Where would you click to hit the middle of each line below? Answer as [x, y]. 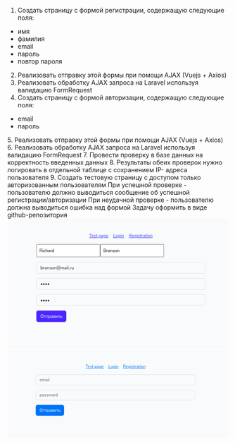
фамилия [31, 39]
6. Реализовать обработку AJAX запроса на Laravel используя [101, 147]
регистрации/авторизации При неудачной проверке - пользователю [110, 200]
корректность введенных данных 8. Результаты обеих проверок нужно [115, 162]
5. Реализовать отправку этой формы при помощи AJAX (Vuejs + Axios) [115, 140]
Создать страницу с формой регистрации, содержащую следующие [121, 10]
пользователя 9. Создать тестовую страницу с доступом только [104, 177]
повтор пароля [40, 61]
